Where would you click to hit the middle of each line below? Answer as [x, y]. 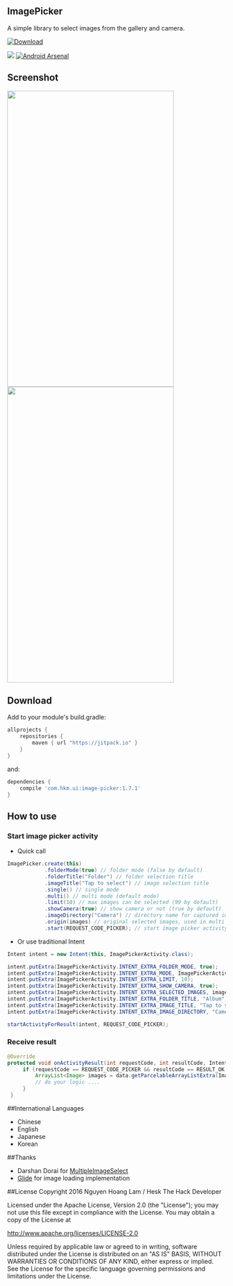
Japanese [32, 1136]
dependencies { [29, 782]
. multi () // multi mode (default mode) [102, 896]
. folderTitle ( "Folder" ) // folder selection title [119, 876]
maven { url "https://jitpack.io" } [85, 743]
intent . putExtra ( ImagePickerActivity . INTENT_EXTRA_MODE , [91, 973]
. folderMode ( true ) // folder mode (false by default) [123, 870]
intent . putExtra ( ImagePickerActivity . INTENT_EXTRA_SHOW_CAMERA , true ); [113, 986]
